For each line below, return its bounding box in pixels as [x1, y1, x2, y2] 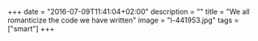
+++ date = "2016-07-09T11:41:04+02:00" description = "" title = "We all [7, 7, 250, 16]
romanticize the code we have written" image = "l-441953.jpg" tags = [7, 15, 239, 25]
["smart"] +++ [7, 24, 55, 33]
